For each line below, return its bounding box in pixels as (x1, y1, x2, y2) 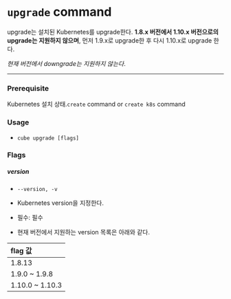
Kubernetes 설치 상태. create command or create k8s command (7, 100, 186, 109)
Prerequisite (7, 83, 49, 93)
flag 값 (10, 246, 32, 256)
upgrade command (7, 4, 112, 20)
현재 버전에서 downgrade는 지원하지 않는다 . (7, 59, 126, 67)
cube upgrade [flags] (16, 135, 79, 142)
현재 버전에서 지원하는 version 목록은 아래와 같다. (16, 228, 150, 236)
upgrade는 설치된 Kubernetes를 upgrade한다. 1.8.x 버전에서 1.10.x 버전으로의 (7, 27, 219, 36)
